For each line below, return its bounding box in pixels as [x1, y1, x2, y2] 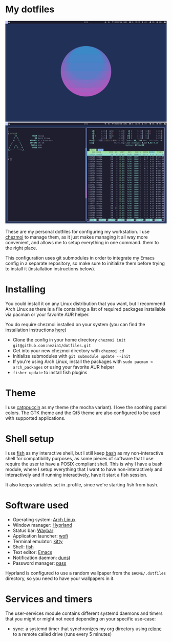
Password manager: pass [12, 560, 67, 566]
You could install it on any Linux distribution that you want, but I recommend [5, 301, 165, 307]
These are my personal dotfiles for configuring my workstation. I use [5, 228, 150, 234]
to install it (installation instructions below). [5, 265, 96, 272]
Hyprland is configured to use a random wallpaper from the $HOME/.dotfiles [5, 570, 166, 576]
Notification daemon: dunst [12, 554, 71, 561]
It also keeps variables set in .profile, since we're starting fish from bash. [5, 481, 159, 487]
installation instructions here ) [5, 327, 67, 333]
